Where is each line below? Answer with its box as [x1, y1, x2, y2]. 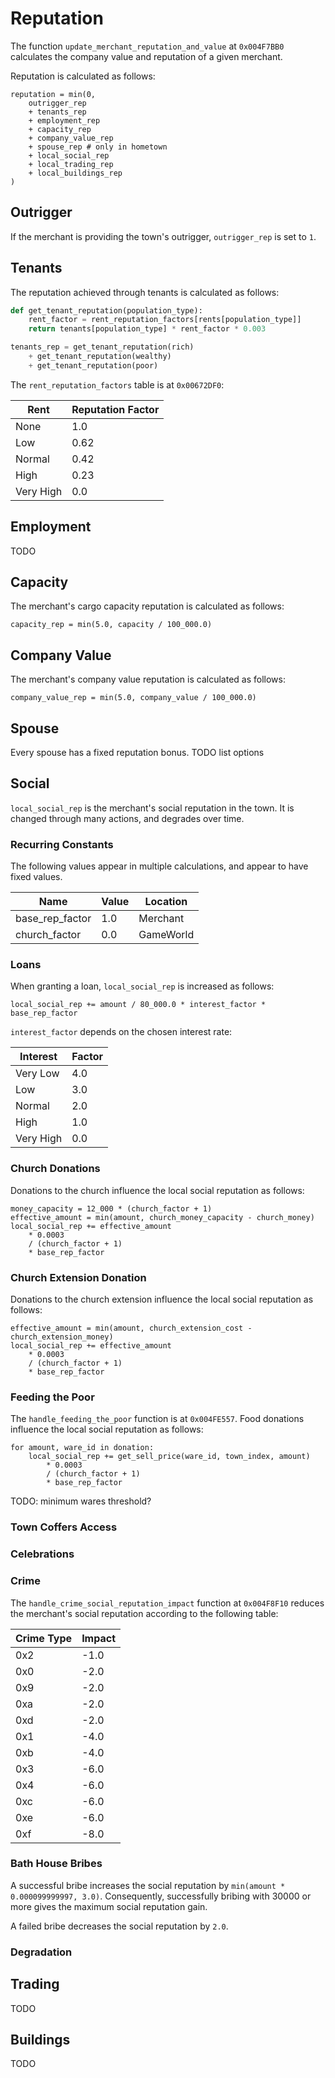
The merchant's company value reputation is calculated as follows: [10, 673, 286, 686]
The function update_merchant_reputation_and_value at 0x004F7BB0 [10, 40, 285, 52]
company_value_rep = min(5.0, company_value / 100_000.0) [10, 693, 257, 703]
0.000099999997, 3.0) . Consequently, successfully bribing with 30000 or [10, 1890, 312, 1902]
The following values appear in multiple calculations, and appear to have [10, 860, 309, 872]
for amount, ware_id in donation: [10, 1443, 155, 1453]
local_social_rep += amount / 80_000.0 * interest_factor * [10, 1000, 267, 1010]
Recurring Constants [10, 837, 114, 851]
